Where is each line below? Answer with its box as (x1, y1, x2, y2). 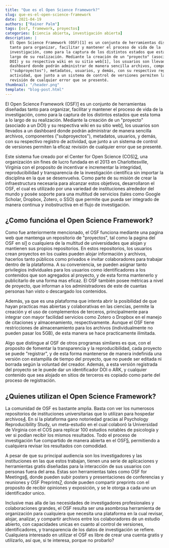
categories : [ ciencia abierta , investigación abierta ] (5, 31, 123, 36)
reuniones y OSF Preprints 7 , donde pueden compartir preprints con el (5, 479, 149, 486)
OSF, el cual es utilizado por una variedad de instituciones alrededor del (5, 185, 154, 191)
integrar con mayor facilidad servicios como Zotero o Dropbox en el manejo (5, 314, 162, 320)
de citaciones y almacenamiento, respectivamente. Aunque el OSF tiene (5, 319, 154, 325)
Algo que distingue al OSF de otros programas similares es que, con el (5, 340, 151, 346)
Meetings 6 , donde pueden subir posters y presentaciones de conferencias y (5, 474, 164, 480)
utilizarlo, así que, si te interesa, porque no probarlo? (5, 537, 114, 543)
